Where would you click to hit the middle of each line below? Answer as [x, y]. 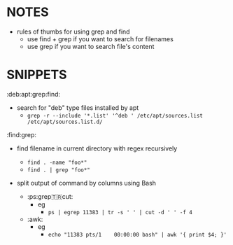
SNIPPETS [37, 75]
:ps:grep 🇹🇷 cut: [50, 196]
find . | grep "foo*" [58, 170]
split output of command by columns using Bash [86, 183]
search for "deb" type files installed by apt [78, 107]
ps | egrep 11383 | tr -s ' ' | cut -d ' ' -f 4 [120, 212]
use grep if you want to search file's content [91, 46]
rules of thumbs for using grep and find [73, 31]
